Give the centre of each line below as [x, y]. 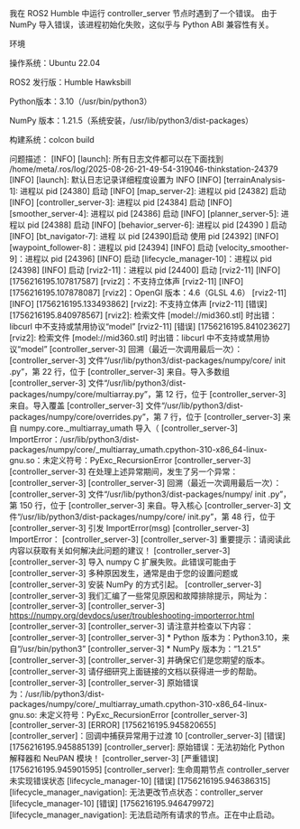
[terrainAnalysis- [255, 180]
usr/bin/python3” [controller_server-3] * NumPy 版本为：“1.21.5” [141, 649]
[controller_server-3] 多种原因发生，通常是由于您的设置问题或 [124, 573]
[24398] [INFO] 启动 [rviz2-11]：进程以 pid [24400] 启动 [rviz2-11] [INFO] [145, 270]
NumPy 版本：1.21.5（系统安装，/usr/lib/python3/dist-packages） [132, 121]
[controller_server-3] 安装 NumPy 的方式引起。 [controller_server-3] [136, 584]
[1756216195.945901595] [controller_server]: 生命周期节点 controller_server [150, 769]
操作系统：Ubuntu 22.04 [55, 63]
